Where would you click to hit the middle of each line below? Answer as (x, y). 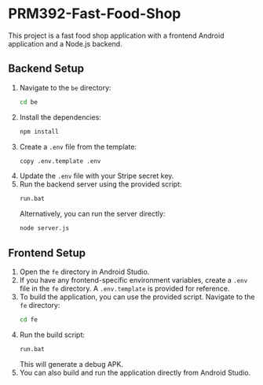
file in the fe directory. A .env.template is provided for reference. (124, 288)
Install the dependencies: (60, 117)
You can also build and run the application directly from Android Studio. (135, 372)
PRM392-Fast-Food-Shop (95, 14)
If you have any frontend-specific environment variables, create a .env (133, 279)
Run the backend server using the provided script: (100, 184)
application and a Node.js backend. (66, 43)
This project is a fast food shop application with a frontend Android (116, 35)
